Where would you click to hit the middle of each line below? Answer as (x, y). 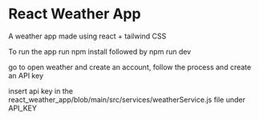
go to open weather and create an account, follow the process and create (130, 67)
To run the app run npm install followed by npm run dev (100, 51)
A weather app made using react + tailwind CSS (87, 36)
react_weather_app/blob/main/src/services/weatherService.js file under (127, 99)
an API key (26, 75)
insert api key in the (41, 91)
